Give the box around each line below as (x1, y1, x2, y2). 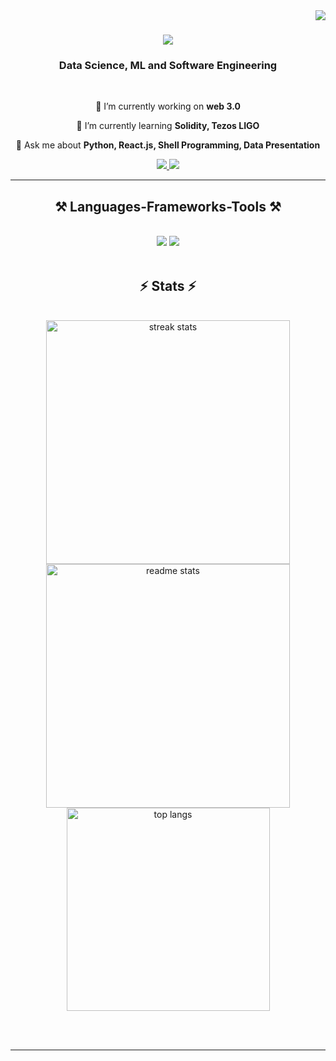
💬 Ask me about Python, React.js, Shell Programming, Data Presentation (15, 139, 321, 151)
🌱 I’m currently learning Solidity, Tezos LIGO (76, 120, 260, 132)
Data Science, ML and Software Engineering (58, 59, 278, 73)
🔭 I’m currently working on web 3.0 (95, 100, 241, 113)
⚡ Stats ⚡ (139, 277, 197, 294)
